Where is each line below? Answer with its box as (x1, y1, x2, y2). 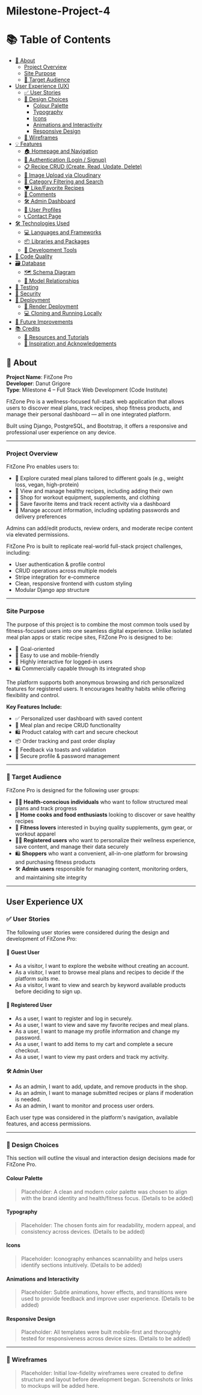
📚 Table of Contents (6, 33, 111, 46)
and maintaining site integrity (14, 873, 87, 881)
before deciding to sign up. (14, 988, 82, 995)
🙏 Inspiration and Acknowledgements (23, 340, 117, 347)
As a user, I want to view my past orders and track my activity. (14, 1053, 170, 1060)
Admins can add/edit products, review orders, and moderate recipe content (6, 525, 194, 532)
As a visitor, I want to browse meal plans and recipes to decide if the (14, 968, 185, 976)
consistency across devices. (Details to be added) (20, 1228, 145, 1235)
